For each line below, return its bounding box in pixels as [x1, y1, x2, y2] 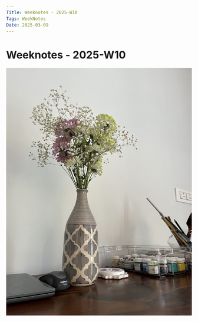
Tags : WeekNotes [6, 15, 46, 22]
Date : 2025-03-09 [6, 22, 49, 28]
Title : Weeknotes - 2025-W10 [6, 9, 78, 15]
